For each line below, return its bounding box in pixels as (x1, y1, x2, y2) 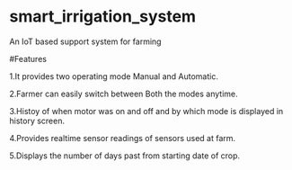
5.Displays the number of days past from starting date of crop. (9, 150, 241, 161)
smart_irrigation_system (9, 6, 196, 27)
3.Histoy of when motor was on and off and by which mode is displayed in (9, 105, 284, 116)
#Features (9, 53, 48, 64)
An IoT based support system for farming (9, 36, 162, 47)
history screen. (9, 115, 66, 126)
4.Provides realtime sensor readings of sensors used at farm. (9, 132, 236, 143)
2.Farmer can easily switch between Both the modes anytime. (9, 88, 238, 99)
